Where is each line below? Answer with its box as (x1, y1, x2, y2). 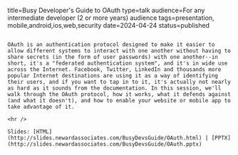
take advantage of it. (7, 103, 75, 110)
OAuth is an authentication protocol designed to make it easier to (7, 41, 215, 48)
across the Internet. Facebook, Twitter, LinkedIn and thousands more (7, 66, 222, 73)
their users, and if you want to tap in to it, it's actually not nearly (7, 78, 232, 85)
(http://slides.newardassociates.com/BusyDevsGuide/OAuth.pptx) (7, 141, 202, 148)
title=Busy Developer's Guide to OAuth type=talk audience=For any (7, 6, 205, 14)
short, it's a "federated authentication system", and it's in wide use (7, 60, 228, 67)
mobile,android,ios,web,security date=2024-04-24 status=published (7, 21, 210, 29)
